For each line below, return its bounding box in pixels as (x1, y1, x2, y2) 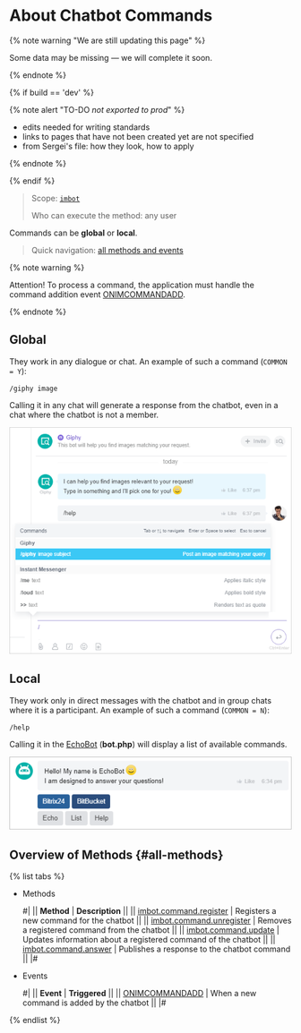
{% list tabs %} (9, 871, 65, 882)
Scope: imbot (30, 192, 81, 203)
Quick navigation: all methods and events (30, 244, 184, 255)
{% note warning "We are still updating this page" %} (9, 35, 206, 46)
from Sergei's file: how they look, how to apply (21, 141, 194, 151)
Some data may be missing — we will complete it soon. (9, 52, 213, 63)
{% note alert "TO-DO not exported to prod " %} (9, 104, 185, 115)
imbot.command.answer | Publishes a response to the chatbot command (21, 943, 291, 954)
